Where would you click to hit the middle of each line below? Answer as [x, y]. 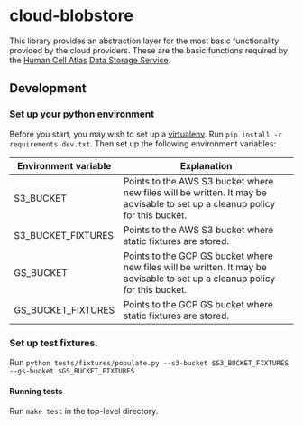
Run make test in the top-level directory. [84, 411]
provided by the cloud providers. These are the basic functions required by [149, 50]
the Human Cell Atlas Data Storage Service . [90, 60]
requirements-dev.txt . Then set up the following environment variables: [143, 143]
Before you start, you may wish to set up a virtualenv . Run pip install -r [146, 134]
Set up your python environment [82, 114]
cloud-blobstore [71, 16]
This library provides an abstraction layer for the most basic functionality [144, 41]
